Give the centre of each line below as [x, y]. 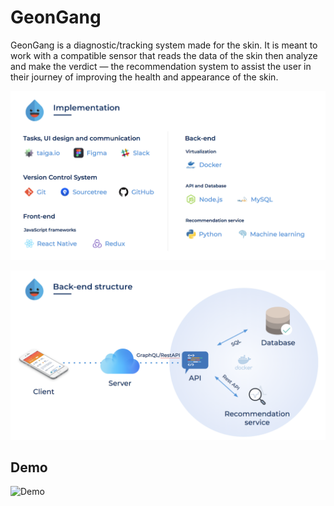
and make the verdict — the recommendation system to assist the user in [161, 66]
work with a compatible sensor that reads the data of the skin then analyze [164, 55]
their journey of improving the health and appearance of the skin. [144, 77]
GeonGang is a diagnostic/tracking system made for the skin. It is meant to [164, 45]
